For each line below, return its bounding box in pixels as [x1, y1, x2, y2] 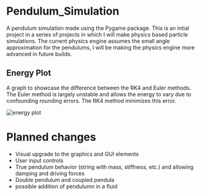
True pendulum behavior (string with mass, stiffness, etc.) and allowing [15, 163, 194, 170]
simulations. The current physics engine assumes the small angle [6, 37, 171, 44]
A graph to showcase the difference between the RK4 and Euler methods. [6, 84, 191, 91]
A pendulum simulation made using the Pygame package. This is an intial [6, 24, 189, 32]
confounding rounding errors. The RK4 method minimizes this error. [6, 97, 177, 104]
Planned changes [6, 130, 96, 144]
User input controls [15, 156, 64, 164]
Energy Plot [6, 68, 52, 79]
